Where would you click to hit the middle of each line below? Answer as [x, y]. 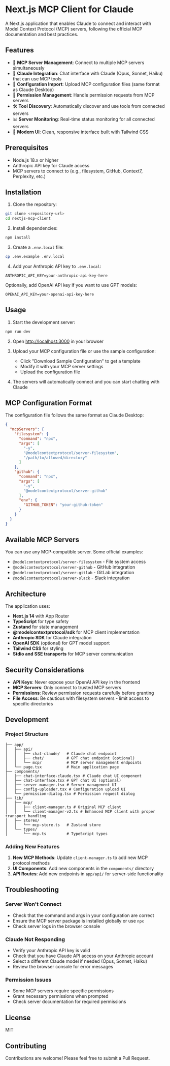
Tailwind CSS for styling [38, 648]
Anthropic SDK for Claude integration [52, 638]
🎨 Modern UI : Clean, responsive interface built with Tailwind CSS [80, 132]
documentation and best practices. [42, 34]
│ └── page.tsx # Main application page [62, 767]
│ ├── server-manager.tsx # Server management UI [61, 785]
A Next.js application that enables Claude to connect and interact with [78, 23]
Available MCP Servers [42, 540]
